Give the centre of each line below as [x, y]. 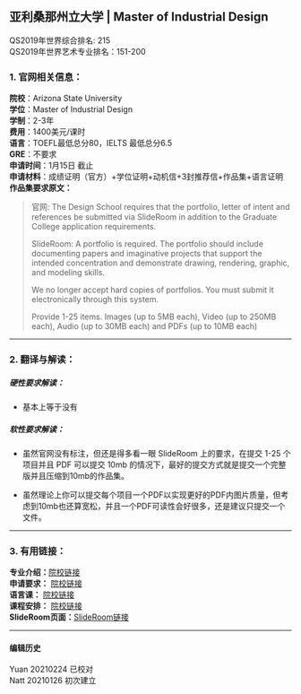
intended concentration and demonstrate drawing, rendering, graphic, [160, 263]
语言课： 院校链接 [42, 594]
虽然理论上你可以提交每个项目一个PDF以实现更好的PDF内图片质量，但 [151, 494]
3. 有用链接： [38, 551]
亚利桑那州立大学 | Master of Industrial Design [139, 17]
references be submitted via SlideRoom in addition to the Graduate [154, 217]
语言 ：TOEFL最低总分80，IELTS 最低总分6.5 [91, 143]
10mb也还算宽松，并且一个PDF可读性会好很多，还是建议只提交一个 [162, 506]
